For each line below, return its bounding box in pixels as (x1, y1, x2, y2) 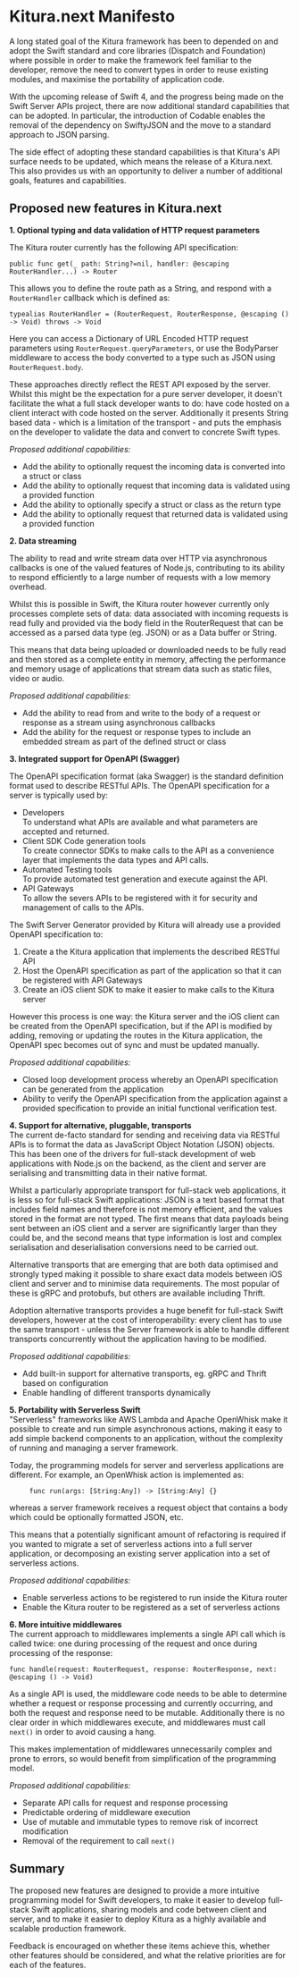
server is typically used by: (9, 790, 109, 800)
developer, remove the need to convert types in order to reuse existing (9, 64, 270, 75)
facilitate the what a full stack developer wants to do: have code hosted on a (9, 398, 290, 409)
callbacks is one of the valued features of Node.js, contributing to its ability (9, 562, 286, 573)
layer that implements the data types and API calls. (21, 854, 210, 865)
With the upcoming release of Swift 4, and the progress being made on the (9, 91, 284, 102)
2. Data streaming (9, 535, 78, 546)
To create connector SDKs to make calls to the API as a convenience (21, 845, 275, 856)
